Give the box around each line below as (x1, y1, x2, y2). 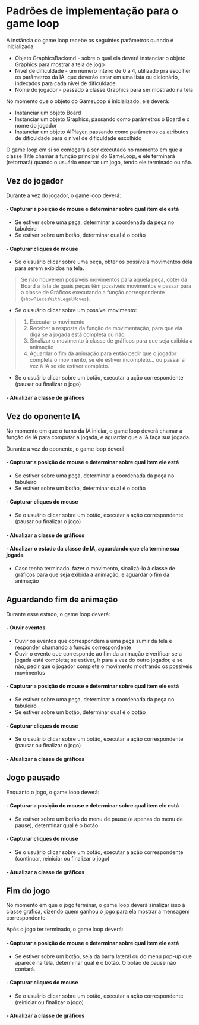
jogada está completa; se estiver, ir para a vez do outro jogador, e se (14, 656, 183, 663)
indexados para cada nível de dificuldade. (14, 79, 118, 87)
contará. (14, 965, 36, 973)
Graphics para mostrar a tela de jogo (14, 61, 105, 68)
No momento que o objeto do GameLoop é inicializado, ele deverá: (6, 97, 170, 105)
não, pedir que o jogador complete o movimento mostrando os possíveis (14, 663, 192, 670)
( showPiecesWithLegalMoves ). (20, 295, 90, 302)
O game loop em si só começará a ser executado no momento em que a (6, 146, 183, 153)
